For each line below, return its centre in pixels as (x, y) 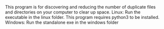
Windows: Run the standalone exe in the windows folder (62, 22)
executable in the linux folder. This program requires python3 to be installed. (82, 17)
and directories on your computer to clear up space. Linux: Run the (73, 12)
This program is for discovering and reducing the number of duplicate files (81, 7)
